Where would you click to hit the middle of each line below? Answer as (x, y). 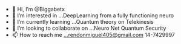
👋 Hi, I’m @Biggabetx (38, 9)
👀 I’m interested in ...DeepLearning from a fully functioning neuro (93, 15)
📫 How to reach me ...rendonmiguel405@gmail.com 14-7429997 (94, 35)
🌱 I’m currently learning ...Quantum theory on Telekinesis (83, 22)
